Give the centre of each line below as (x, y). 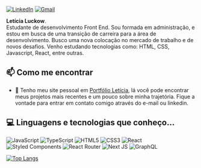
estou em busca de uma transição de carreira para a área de (81, 34)
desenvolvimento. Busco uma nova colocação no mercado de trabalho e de (100, 40)
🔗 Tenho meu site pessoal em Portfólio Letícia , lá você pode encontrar (102, 90)
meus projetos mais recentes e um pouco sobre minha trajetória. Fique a (105, 96)
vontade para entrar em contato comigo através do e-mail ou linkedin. (101, 103)
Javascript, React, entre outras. (45, 53)
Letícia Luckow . (26, 21)
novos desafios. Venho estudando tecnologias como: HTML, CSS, (88, 46)
